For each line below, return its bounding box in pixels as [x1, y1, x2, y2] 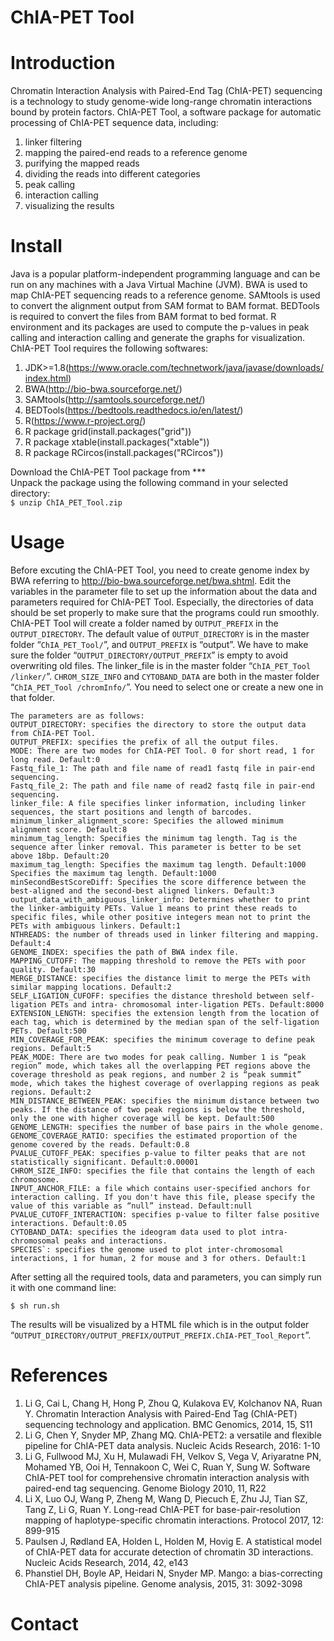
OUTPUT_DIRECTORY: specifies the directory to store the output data [10, 720, 307, 730]
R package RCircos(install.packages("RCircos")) [24, 447, 224, 459]
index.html [24, 372, 69, 385]
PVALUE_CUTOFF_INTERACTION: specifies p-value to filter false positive [10, 1210, 320, 1220]
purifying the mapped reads [24, 157, 140, 170]
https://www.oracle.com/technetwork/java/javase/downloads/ [68, 362, 324, 374]
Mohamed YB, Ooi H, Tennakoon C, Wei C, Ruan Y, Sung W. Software [24, 1461, 311, 1473]
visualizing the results [24, 200, 115, 212]
